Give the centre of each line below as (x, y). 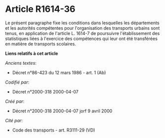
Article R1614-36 (40, 9)
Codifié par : (17, 82)
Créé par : (15, 101)
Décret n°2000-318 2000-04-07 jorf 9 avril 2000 (62, 111)
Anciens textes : (21, 63)
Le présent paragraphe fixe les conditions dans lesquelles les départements (82, 23)
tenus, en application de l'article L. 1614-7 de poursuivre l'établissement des (82, 33)
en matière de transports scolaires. (41, 44)
